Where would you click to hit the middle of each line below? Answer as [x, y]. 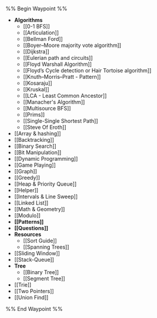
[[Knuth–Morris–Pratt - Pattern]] [62, 77]
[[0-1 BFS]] [36, 26]
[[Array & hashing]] [38, 133]
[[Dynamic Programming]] [46, 159]
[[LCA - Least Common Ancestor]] [65, 96]
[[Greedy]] [27, 178]
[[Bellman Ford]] [43, 39]
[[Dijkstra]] [36, 52]
